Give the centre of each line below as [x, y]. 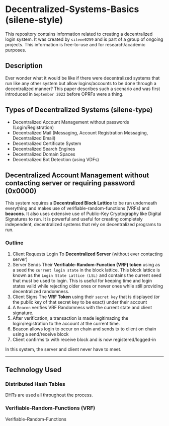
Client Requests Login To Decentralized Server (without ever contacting [88, 254]
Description [24, 66]
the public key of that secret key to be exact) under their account [80, 302]
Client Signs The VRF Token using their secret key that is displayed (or [86, 297]
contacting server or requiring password [70, 183]
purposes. [16, 50]
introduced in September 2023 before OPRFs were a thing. [64, 94]
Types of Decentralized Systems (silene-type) [79, 110]
